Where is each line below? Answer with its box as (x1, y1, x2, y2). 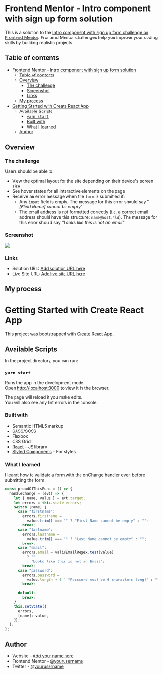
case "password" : (17, 568, 53, 573)
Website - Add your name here (12, 653, 74, 659)
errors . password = (22, 573, 60, 578)
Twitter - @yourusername (12, 663, 64, 669)
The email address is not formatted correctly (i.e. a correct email (19, 209, 148, 215)
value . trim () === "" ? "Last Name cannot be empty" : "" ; (26, 536, 147, 541)
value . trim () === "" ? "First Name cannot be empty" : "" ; (26, 518, 149, 524)
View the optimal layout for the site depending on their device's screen (12, 178, 154, 184)
